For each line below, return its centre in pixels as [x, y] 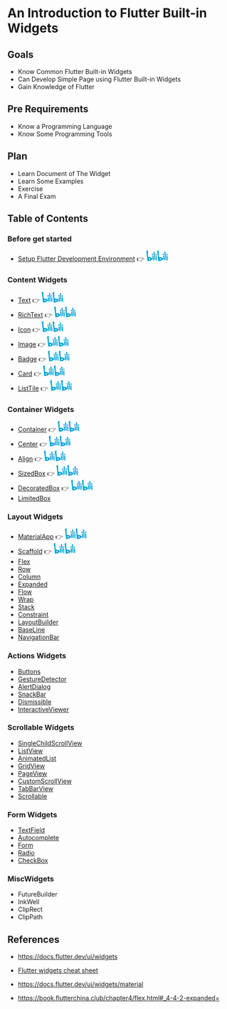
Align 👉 [30, 458]
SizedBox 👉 [36, 473]
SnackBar [32, 694]
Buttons [29, 671]
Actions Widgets [37, 656]
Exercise [30, 188]
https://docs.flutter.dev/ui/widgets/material [80, 984]
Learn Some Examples [51, 181]
